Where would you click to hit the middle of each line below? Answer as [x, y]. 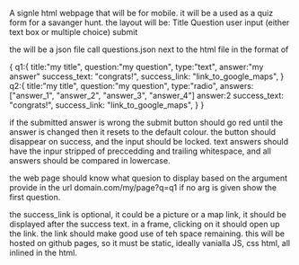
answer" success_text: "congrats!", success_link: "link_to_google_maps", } [147, 76]
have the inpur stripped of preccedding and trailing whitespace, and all [141, 151]
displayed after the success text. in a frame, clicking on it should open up [145, 224]
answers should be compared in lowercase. [90, 160]
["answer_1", [32, 95]
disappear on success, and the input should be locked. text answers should [149, 141]
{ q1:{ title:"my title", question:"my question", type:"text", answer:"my [136, 67]
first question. [35, 197]
